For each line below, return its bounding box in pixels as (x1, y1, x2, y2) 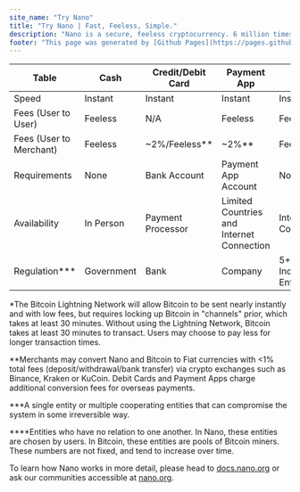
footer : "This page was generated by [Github (9, 37, 181, 47)
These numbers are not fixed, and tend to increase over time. (9, 446, 235, 456)
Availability (13, 217, 60, 230)
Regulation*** (13, 265, 76, 277)
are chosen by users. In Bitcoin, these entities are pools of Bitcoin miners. (9, 436, 279, 447)
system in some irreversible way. (9, 409, 130, 420)
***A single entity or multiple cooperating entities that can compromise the (9, 400, 287, 411)
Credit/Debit (152, 66, 206, 78)
